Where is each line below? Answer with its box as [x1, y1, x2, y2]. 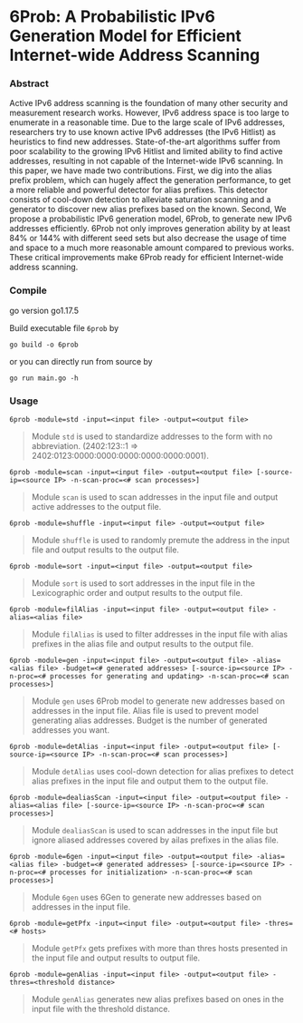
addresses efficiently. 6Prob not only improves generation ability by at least [9, 223, 291, 234]
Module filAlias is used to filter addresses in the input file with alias [31, 628, 288, 640]
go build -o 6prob [9, 340, 79, 349]
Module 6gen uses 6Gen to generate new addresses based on [31, 891, 262, 903]
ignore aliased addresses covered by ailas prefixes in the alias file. [31, 834, 279, 845]
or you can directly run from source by [9, 356, 153, 366]
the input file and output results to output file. [31, 952, 201, 963]
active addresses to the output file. [31, 502, 162, 512]
